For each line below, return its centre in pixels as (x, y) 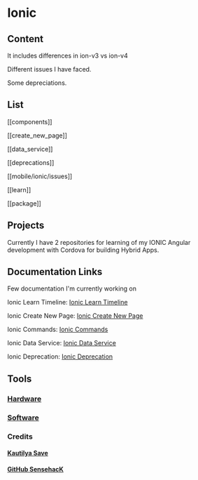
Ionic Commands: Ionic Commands (58, 329)
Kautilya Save (28, 453)
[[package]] (24, 203)
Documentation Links (55, 272)
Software (23, 418)
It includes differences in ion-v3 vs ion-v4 (68, 55)
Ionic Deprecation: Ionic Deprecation (60, 356)
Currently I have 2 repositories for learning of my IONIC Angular (99, 242)
